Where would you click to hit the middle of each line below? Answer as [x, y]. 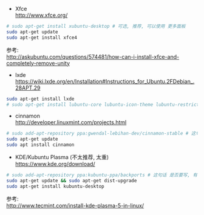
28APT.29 [28, 88]
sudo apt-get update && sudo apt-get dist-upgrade [72, 180]
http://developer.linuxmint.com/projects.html [71, 122]
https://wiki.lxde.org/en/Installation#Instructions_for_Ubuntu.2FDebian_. [105, 81]
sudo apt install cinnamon [40, 145]
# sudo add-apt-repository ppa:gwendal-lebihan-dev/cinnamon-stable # [97, 134]
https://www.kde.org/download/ [55, 164]
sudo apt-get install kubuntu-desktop [55, 186]
